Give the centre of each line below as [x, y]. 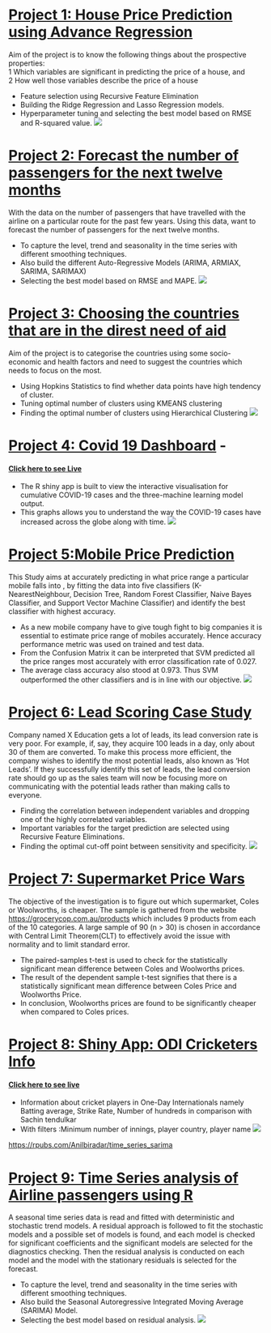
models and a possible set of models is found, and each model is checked [132, 1235]
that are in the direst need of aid [117, 331]
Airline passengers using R [101, 1195]
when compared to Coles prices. [74, 1012]
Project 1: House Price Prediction [121, 15]
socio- [221, 353]
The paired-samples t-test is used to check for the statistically [124, 960]
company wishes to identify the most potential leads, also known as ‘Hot [129, 761]
